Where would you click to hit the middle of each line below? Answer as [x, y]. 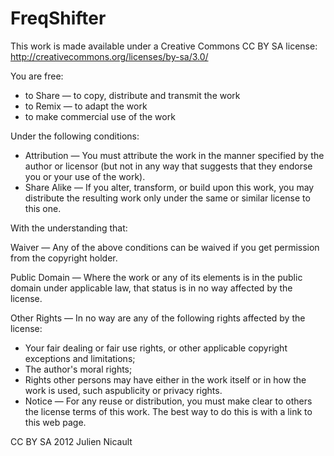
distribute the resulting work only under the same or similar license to [167, 198]
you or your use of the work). [85, 176]
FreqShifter [58, 18]
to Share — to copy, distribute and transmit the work [132, 95]
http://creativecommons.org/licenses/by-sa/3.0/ [109, 56]
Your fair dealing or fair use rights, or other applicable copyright [156, 348]
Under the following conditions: [75, 136]
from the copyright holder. [64, 258]
